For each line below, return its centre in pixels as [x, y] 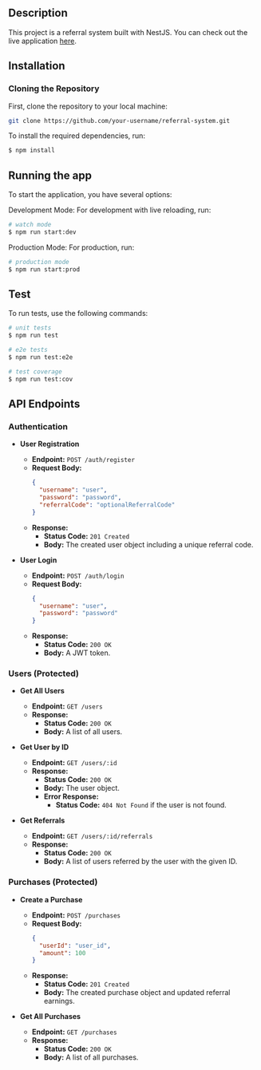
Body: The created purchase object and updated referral [137, 993]
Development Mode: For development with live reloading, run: [110, 210]
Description [38, 13]
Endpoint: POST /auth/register [83, 460]
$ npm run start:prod [44, 269]
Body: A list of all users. [83, 732]
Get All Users [42, 691]
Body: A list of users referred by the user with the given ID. [140, 862]
